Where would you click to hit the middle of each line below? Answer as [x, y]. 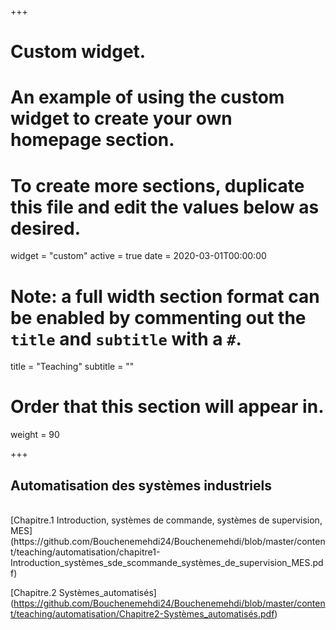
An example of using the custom [147, 97]
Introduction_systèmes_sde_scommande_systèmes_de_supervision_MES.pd [167, 562]
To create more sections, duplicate [157, 185]
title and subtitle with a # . [126, 338]
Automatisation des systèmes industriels [141, 485]
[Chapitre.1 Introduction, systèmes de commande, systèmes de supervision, [166, 520]
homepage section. [92, 140]
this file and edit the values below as [165, 207]
